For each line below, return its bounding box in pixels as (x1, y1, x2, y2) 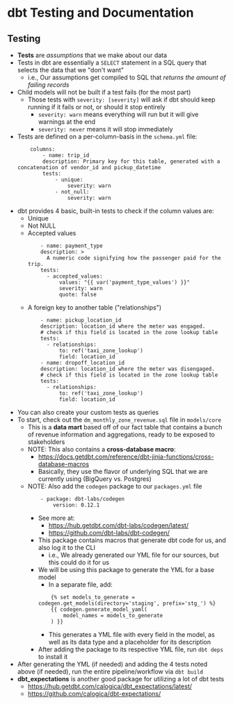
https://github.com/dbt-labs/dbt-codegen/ (48, 529, 170, 537)
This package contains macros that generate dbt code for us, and (38, 536, 226, 544)
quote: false (58, 291, 97, 298)
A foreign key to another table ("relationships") (27, 303, 162, 311)
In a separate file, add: (48, 580, 113, 589)
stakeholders (27, 438, 65, 446)
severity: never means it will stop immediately (38, 125, 173, 133)
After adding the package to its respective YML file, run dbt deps (38, 645, 224, 653)
